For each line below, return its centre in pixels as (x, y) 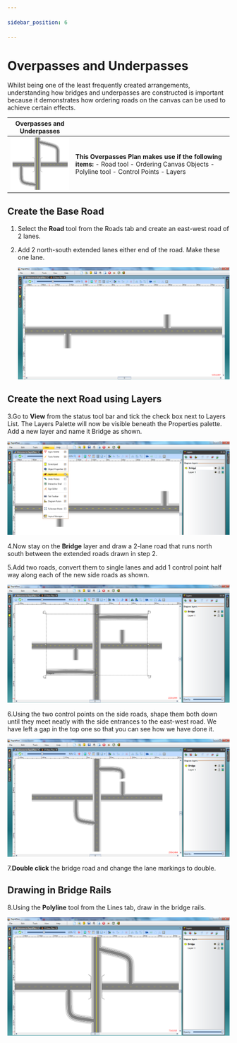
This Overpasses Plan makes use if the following (148, 157)
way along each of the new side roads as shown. (78, 574)
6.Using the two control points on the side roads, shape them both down (112, 714)
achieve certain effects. (42, 108)
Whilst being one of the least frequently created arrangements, (99, 86)
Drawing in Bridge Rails (59, 890)
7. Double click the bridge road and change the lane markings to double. (112, 868)
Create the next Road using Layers (85, 399)
